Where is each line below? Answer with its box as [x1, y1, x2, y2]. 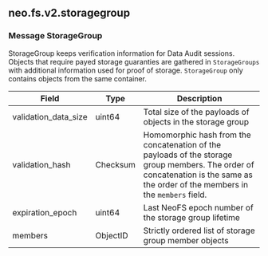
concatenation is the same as [143, 169, 254, 180]
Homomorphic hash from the [143, 129, 251, 140]
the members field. [143, 189, 207, 200]
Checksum [95, 159, 136, 170]
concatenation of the [143, 139, 222, 150]
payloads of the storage [143, 149, 233, 160]
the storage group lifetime [143, 211, 241, 223]
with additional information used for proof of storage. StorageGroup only [8, 65, 243, 75]
